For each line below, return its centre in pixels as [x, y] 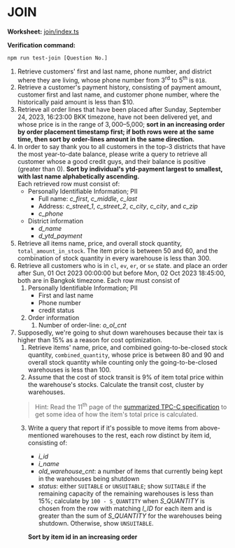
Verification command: [41, 45]
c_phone [51, 213]
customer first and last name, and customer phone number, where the [118, 94]
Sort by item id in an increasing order [83, 537]
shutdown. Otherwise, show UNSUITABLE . [96, 524]
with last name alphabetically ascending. [78, 176]
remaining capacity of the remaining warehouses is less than [126, 493]
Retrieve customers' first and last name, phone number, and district [114, 71]
